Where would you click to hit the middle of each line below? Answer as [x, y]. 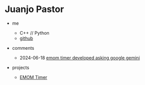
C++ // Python [34, 33]
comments [23, 48]
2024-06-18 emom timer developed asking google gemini [80, 58]
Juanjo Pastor [34, 9]
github [26, 38]
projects [21, 67]
